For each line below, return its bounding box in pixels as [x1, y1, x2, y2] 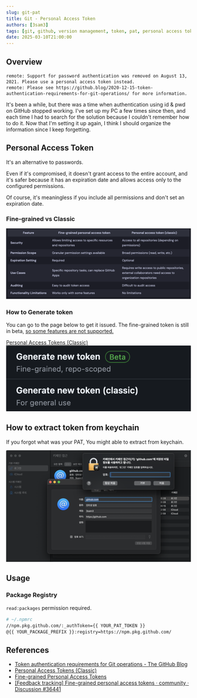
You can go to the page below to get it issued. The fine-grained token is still [6, 321, 189, 328]
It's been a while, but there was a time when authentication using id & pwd [6, 100, 186, 108]
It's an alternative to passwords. [6, 159, 84, 166]
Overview [6, 56, 43, 67]
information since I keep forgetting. [6, 126, 91, 133]
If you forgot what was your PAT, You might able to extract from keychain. [6, 438, 184, 445]
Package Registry [6, 591, 57, 599]
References [6, 645, 49, 655]
